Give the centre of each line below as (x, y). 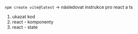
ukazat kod (24, 17)
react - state (25, 27)
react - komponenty (33, 22)
